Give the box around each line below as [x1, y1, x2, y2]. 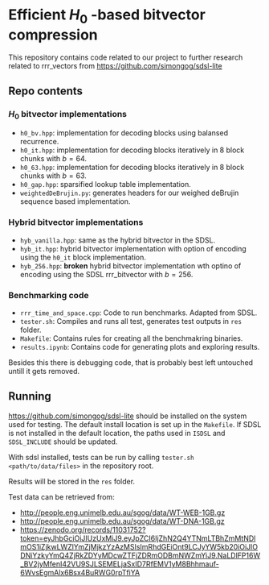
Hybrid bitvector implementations [8, 217, 144, 228]
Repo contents [8, 84, 83, 97]
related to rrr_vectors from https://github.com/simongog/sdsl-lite [8, 60, 222, 70]
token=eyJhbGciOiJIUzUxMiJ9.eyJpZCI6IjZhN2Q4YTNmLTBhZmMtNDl [19, 533, 256, 543]
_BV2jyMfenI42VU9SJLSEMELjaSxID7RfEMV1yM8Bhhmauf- [19, 558, 219, 569]
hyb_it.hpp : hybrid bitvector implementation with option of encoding [19, 243, 247, 253]
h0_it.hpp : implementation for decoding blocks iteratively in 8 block [19, 145, 245, 155]
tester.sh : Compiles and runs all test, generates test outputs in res [19, 317, 243, 326]
